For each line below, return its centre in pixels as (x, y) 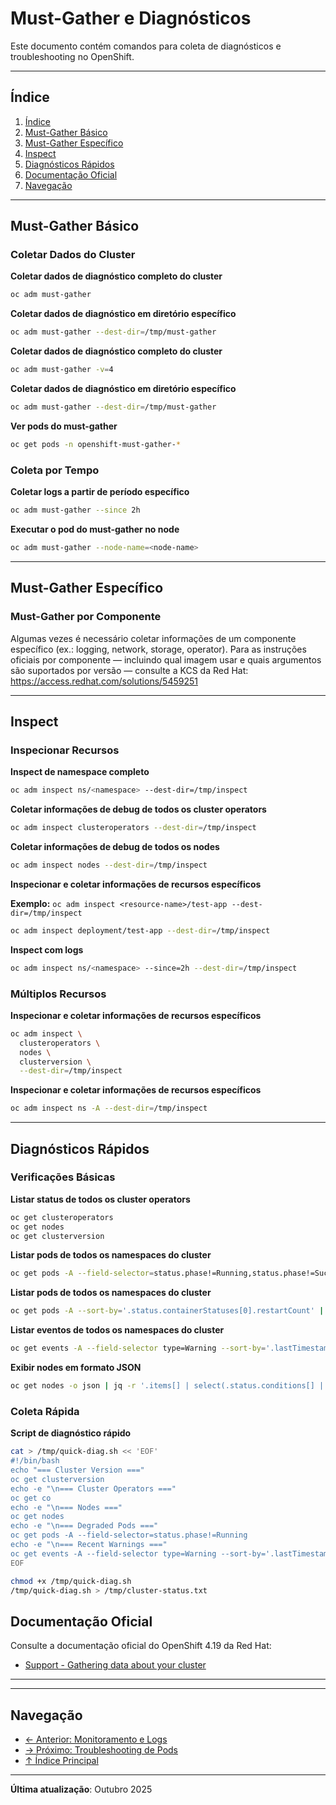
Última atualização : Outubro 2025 (81, 1789)
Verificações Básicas (63, 1177)
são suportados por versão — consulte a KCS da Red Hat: (129, 670)
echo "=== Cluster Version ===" (77, 1470)
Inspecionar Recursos (65, 750)
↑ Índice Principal (61, 1761)
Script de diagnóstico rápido (71, 1433)
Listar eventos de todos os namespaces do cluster (117, 1330)
